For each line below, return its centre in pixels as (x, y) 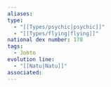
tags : (15, 46)
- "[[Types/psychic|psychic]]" (59, 27)
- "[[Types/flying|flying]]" (56, 33)
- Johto (25, 53)
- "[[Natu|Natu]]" (41, 66)
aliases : (20, 14)
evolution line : (31, 60)
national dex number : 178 (45, 40)
